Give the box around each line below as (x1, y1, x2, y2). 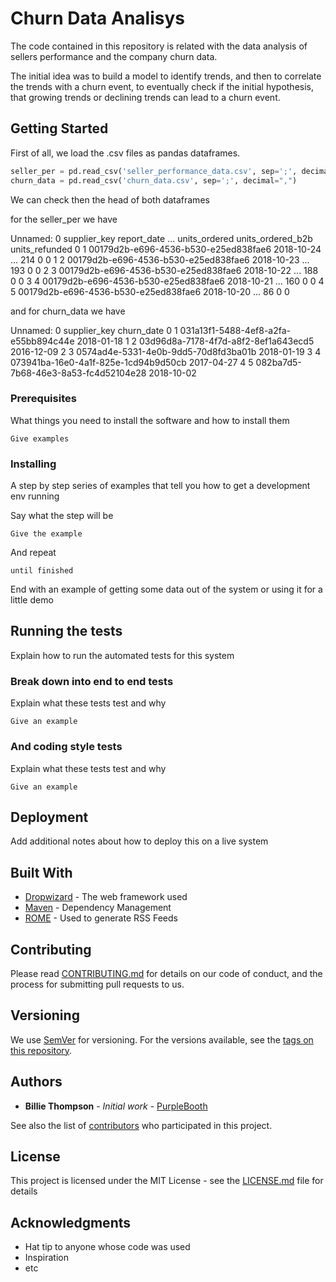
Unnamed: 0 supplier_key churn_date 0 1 (10, 324, 178, 336)
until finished (10, 566, 74, 576)
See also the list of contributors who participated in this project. (10, 1119, 273, 1131)
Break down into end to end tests (10, 674, 174, 688)
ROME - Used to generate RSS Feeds (24, 912, 178, 924)
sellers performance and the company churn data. (10, 50, 218, 62)
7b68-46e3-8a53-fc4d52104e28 (10, 367, 147, 379)
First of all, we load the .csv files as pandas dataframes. (10, 147, 241, 159)
